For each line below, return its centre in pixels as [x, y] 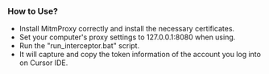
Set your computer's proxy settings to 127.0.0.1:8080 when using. [127, 37]
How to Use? [33, 11]
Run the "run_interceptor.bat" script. [79, 46]
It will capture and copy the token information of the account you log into [140, 55]
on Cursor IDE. [43, 63]
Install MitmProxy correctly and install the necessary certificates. [127, 29]
